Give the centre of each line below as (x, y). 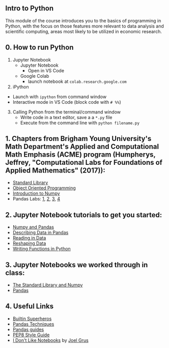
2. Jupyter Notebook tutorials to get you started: (84, 215)
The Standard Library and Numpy (48, 285)
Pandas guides (28, 329)
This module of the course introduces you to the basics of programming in (83, 20)
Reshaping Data (29, 243)
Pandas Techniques (33, 324)
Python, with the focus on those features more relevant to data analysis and (85, 26)
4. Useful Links (30, 307)
